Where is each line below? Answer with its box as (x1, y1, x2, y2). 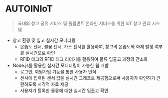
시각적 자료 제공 (37, 81, 69, 87)
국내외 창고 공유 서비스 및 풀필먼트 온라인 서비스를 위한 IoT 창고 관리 (17, 20, 151, 26)
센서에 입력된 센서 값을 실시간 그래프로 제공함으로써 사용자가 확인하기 (20, 75, 155, 81)
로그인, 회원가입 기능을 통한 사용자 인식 (20, 68, 97, 74)
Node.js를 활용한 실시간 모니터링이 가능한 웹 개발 (12, 62, 109, 68)
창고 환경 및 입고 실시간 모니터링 (12, 37, 76, 43)
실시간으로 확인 (25, 50, 55, 56)
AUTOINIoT (5, 3, 53, 15)
